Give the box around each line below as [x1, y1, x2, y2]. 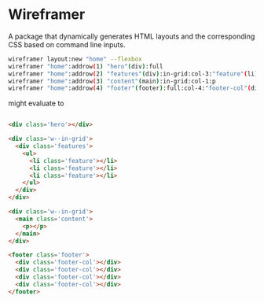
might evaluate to [8, 98, 64, 108]
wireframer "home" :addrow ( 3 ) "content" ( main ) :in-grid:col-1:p [8, 77, 216, 85]
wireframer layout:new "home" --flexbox [8, 55, 143, 63]
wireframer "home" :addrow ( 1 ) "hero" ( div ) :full [8, 62, 163, 70]
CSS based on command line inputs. [8, 39, 126, 49]
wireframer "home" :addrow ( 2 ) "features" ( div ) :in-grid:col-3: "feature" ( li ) [8, 69, 258, 78]
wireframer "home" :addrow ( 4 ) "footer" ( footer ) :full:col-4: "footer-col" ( [8, 84, 251, 92]
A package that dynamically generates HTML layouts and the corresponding [8, 31, 255, 41]
